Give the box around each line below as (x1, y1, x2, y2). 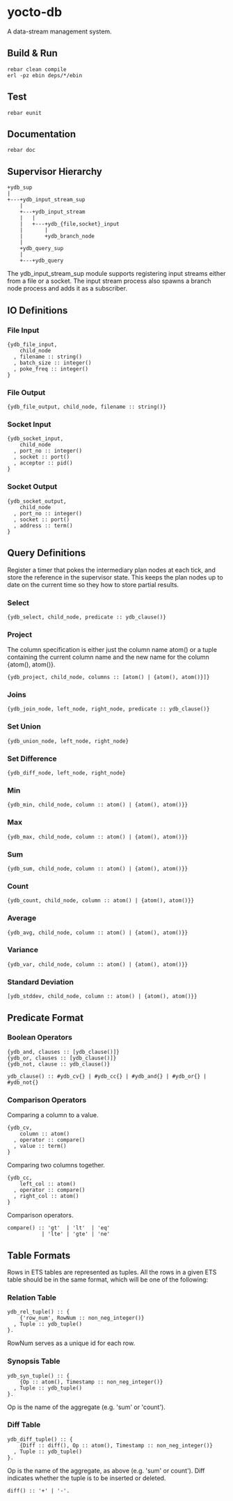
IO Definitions (7, 304, 68, 316)
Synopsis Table (7, 1356, 61, 1366)
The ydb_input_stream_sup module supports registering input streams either (7, 270, 226, 278)
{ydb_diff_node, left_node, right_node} (7, 770, 127, 777)
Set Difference (7, 754, 57, 763)
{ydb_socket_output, (7, 497, 67, 505)
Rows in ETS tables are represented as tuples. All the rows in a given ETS (7, 1268, 217, 1276)
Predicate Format (7, 1011, 84, 1024)
